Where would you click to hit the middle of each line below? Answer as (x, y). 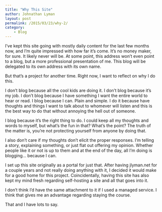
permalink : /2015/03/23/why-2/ (37, 23)
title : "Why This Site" (29, 9)
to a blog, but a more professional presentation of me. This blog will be (75, 61)
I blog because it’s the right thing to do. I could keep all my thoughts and (77, 120)
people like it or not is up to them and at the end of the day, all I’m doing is (79, 150)
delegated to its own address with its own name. (53, 66)
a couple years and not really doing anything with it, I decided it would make (81, 170)
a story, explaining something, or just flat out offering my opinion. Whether (79, 145)
